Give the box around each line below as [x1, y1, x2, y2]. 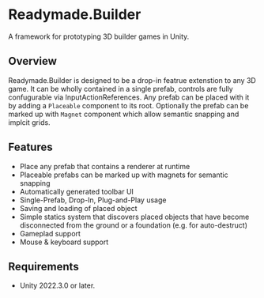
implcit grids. [8, 117, 51, 127]
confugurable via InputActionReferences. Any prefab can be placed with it [8, 92, 250, 102]
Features [8, 141, 53, 154]
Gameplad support [19, 228, 81, 238]
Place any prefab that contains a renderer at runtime [19, 161, 190, 171]
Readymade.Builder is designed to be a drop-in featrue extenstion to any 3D [8, 75, 257, 85]
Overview [8, 55, 58, 68]
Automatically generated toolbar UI [19, 187, 134, 196]
